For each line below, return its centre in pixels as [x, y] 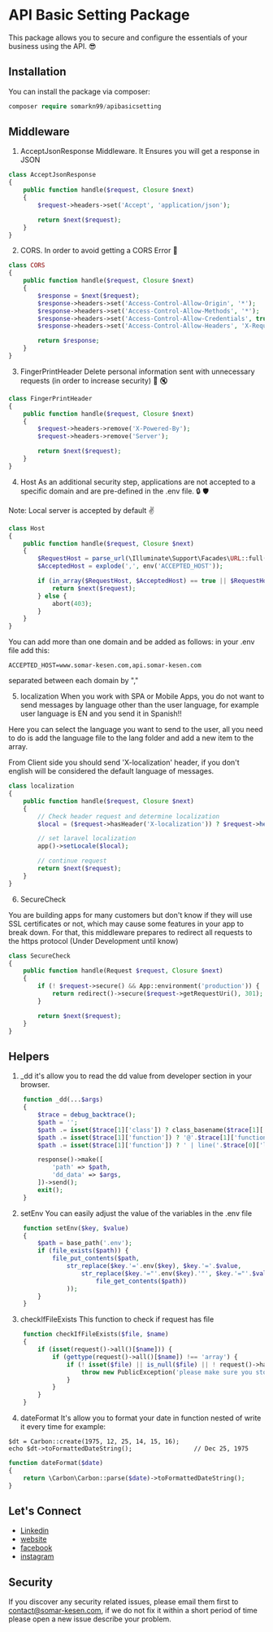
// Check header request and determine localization [129, 816]
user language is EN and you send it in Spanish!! [101, 713]
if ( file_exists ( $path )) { [83, 1251]
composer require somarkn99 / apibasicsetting [85, 106]
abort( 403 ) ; [72, 603]
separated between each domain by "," [74, 681]
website [33, 1539]
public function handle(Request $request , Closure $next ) [123, 971]
